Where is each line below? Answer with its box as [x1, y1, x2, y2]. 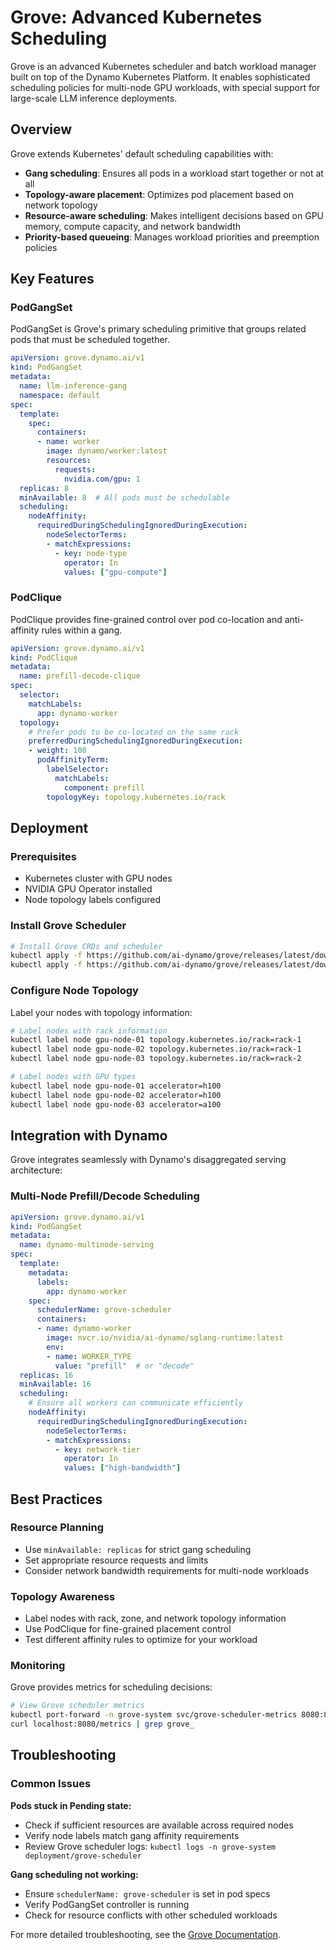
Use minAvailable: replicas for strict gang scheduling [24, 1543, 252, 1555]
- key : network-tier [54, 1444, 141, 1455]
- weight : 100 [28, 746, 87, 756]
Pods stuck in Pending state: [10, 1799, 132, 1811]
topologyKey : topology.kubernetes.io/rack [46, 792, 226, 802]
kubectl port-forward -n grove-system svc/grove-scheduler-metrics [10, 1710, 298, 1720]
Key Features [10, 271, 95, 288]
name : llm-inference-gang [19, 381, 128, 391]
